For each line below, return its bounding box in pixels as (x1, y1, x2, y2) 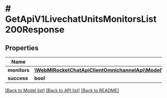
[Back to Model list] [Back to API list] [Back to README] (5, 88, 119, 93)
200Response (5, 24, 65, 35)
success (7, 75, 28, 82)
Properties (5, 44, 39, 52)
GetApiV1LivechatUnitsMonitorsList (5, 13, 157, 25)
